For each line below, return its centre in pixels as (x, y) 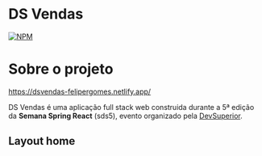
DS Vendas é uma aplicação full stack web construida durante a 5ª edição (131, 107)
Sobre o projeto (61, 69)
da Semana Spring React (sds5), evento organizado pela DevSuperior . (126, 116)
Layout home (42, 141)
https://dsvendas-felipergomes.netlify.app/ (80, 91)
